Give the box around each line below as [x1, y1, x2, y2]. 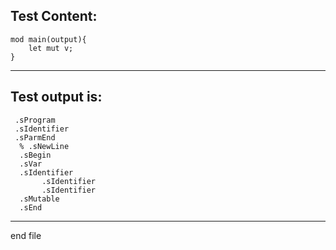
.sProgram [14, 115, 56, 125]
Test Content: [10, 8, 98, 25]
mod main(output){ [10, 34, 87, 44]
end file [10, 229, 42, 241]
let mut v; [28, 43, 74, 53]
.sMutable [19, 194, 60, 204]
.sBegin [19, 150, 52, 160]
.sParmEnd [14, 132, 56, 143]
